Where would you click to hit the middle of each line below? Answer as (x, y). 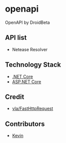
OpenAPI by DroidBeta (27, 22)
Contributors (25, 124)
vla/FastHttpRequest (33, 108)
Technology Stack (33, 65)
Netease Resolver (30, 49)
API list (16, 38)
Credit (15, 97)
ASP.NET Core (26, 82)
